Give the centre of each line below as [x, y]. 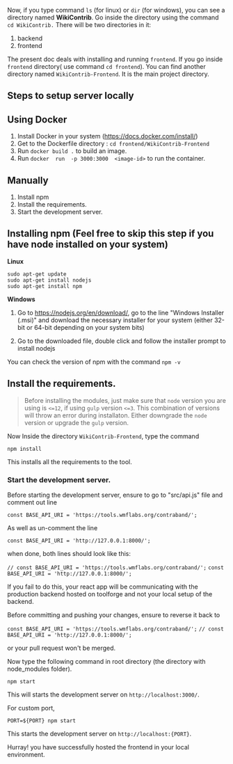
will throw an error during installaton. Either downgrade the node [115, 415]
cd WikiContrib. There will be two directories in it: [79, 25]
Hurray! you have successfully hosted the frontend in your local [98, 747]
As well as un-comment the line [53, 527]
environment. [26, 754]
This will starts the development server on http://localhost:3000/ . [103, 694]
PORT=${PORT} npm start [42, 721]
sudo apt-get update [37, 274]
